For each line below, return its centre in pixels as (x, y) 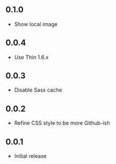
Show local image (36, 24)
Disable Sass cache (38, 90)
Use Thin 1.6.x (31, 57)
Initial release (30, 156)
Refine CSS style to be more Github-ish (62, 123)
